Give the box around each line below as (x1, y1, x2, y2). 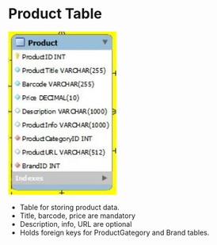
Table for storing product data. (19, 202, 120, 212)
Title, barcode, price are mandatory (19, 211, 136, 220)
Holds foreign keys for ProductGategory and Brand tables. (19, 228, 210, 237)
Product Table (8, 5, 103, 23)
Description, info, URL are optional (19, 219, 132, 228)
